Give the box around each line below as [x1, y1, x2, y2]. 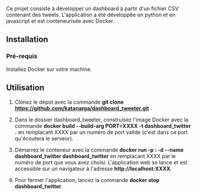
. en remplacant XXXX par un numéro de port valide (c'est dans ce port [14, 128, 188, 135]
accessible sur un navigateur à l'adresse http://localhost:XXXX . [14, 165, 172, 172]
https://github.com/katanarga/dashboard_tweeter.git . [14, 104, 152, 111]
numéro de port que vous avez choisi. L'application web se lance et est [14, 158, 188, 166]
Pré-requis [6, 52, 38, 61]
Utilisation [6, 82, 45, 93]
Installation [6, 35, 48, 45]
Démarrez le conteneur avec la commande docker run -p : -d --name [14, 146, 184, 153]
